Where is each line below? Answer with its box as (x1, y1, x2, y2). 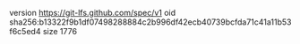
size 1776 (42, 26, 78, 36)
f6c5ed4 (9, 26, 41, 36)
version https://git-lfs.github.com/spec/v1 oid (9, 8, 176, 18)
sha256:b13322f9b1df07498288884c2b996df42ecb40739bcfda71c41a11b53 (9, 17, 292, 27)
